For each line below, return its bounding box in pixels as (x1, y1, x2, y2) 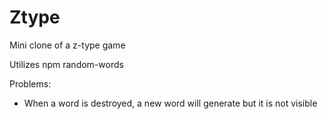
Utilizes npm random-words (9, 58, 124, 70)
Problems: (9, 77, 52, 90)
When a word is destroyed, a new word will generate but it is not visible (23, 97, 318, 109)
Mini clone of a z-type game (9, 39, 126, 51)
